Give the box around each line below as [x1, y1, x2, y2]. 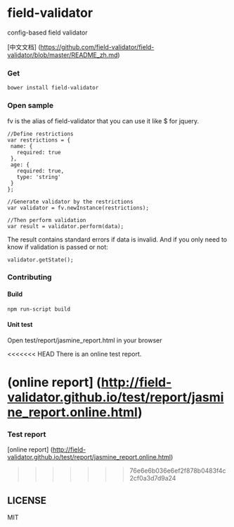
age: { [10, 161, 30, 168]
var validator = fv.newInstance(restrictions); [7, 204, 150, 211]
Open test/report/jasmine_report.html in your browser [7, 336, 162, 345]
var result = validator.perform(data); [7, 223, 124, 230]
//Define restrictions [7, 130, 74, 137]
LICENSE [7, 495, 47, 507]
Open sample [7, 101, 54, 111]
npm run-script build [7, 305, 71, 313]
